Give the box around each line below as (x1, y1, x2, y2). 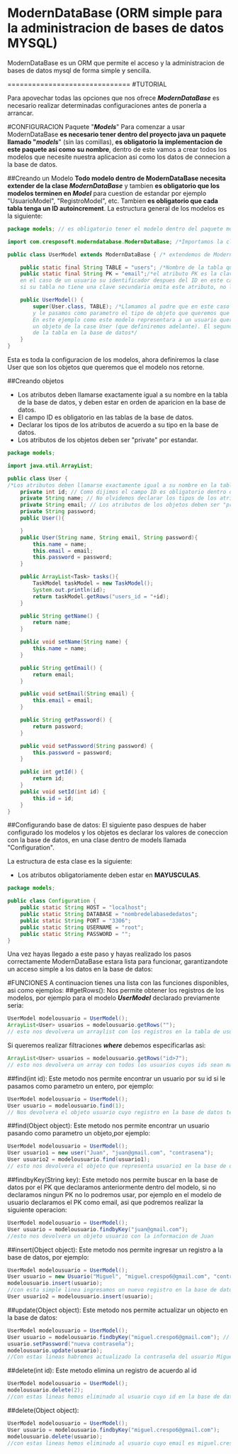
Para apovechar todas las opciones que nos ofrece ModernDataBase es (7, 94, 220, 102)
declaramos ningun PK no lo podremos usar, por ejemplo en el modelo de (7, 1190, 222, 1199)
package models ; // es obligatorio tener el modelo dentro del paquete (7, 225, 223, 232)
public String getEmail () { (20, 664, 103, 671)
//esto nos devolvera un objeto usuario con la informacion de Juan (7, 1233, 214, 1240)
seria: (7, 1001, 24, 1010)
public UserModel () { (20, 297, 84, 304)
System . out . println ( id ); (33, 586, 106, 593)
